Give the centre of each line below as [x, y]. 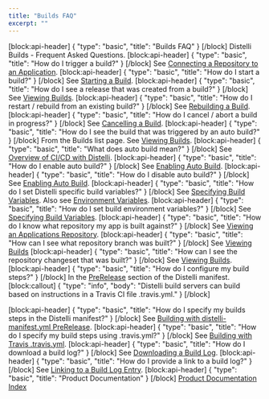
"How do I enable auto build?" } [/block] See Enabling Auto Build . [116, 166]
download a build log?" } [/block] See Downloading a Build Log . [113, 352]
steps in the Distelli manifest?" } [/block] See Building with [104, 318]
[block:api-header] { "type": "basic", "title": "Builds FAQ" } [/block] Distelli [130, 46]
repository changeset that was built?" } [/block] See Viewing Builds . [120, 260]
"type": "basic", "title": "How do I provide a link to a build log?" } [147, 361]
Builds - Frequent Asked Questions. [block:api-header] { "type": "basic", [128, 55]
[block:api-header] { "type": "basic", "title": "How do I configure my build [129, 268]
